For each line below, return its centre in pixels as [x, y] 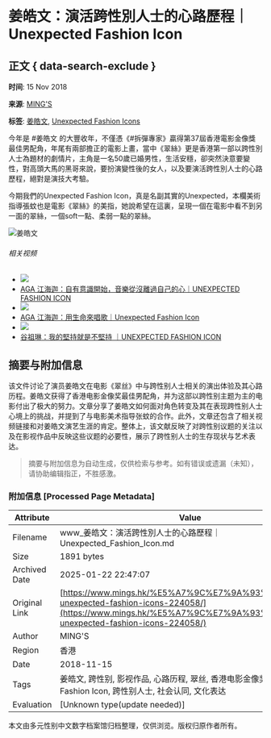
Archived [29, 569]
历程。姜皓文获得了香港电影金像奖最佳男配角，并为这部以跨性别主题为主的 [132, 396]
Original [27, 603]
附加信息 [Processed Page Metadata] [81, 496]
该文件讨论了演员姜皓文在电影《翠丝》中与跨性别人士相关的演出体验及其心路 [135, 386]
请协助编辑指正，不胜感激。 [74, 473]
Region [26, 650]
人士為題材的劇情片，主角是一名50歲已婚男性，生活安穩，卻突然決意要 [126, 158]
